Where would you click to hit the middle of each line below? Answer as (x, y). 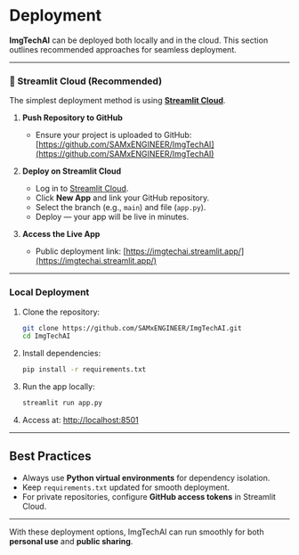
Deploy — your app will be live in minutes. (112, 217)
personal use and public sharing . (71, 541)
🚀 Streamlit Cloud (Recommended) (86, 81)
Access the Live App (61, 234)
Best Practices (50, 457)
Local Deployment (49, 292)
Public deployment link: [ (81, 251)
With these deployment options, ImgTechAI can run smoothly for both (137, 532)
